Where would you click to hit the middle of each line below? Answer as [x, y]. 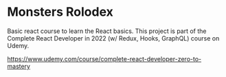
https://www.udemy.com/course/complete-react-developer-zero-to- [104, 58]
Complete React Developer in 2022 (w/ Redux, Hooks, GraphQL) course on [113, 38]
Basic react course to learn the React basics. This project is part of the [107, 31]
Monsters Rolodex [60, 12]
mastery [19, 66]
